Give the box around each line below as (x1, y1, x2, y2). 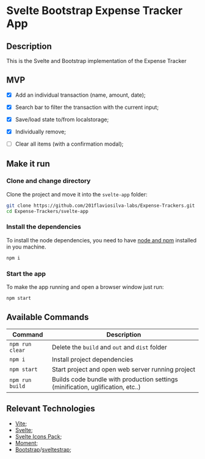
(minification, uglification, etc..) (51, 382, 142, 391)
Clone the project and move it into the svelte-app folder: (6, 190, 148, 198)
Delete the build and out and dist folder (51, 343, 167, 351)
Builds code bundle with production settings (51, 375, 178, 383)
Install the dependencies (6, 223, 81, 231)
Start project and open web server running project (51, 365, 196, 373)
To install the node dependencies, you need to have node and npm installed (6, 236, 197, 244)
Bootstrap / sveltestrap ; (15, 446, 72, 453)
